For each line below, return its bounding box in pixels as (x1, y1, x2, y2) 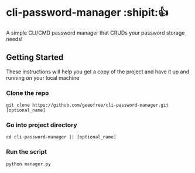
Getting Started (6, 52, 64, 63)
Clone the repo (6, 89, 49, 97)
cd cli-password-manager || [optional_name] (6, 134, 117, 140)
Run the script (6, 148, 47, 156)
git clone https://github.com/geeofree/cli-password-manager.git (6, 102, 169, 108)
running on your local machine (6, 74, 80, 81)
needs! (6, 35, 23, 42)
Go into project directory (6, 121, 77, 129)
